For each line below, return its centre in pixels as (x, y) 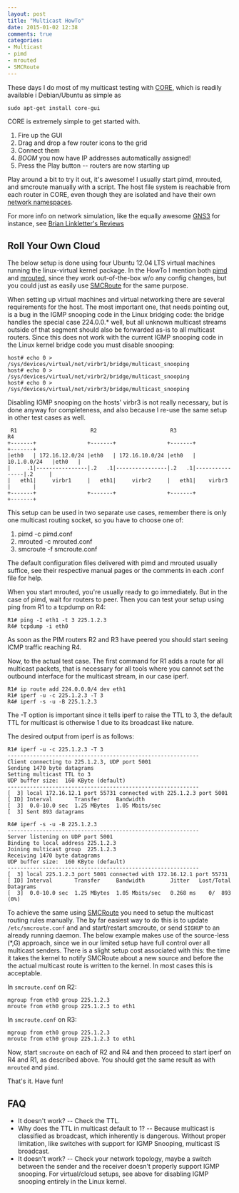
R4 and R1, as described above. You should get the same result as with (111, 1060)
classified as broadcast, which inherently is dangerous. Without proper (122, 1136)
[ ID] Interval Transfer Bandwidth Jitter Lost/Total (119, 881)
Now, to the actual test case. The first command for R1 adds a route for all (115, 661)
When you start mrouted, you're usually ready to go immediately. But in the (117, 592)
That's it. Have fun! (35, 1081)
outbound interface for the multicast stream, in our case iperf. (98, 676)
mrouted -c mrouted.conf (55, 542)
